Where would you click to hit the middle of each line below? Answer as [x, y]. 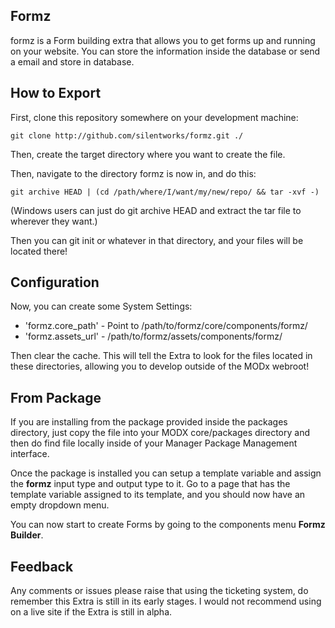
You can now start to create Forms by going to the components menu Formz [168, 525]
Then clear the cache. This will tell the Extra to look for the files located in [161, 356]
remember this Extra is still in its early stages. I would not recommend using [166, 601]
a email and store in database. [72, 61]
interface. [30, 454]
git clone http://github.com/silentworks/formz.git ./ [127, 135]
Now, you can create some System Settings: [101, 306]
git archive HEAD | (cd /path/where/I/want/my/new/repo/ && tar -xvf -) [165, 192]
